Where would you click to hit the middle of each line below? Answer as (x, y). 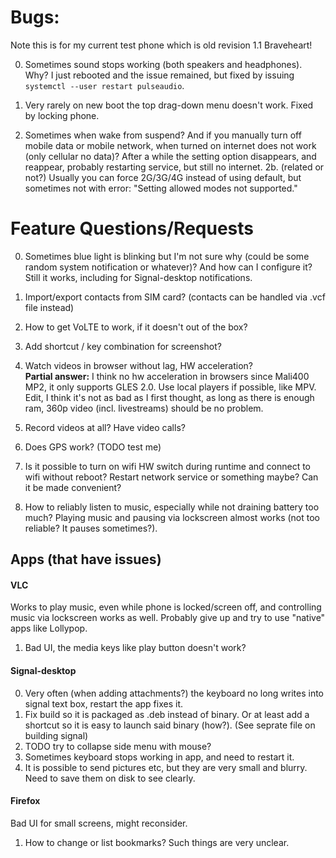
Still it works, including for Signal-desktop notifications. (138, 277)
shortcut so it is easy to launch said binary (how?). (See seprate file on (170, 725)
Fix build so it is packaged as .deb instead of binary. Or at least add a (167, 714)
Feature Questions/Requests (132, 228)
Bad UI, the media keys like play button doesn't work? (135, 648)
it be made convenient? (73, 487)
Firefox (25, 801)
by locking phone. (62, 115)
